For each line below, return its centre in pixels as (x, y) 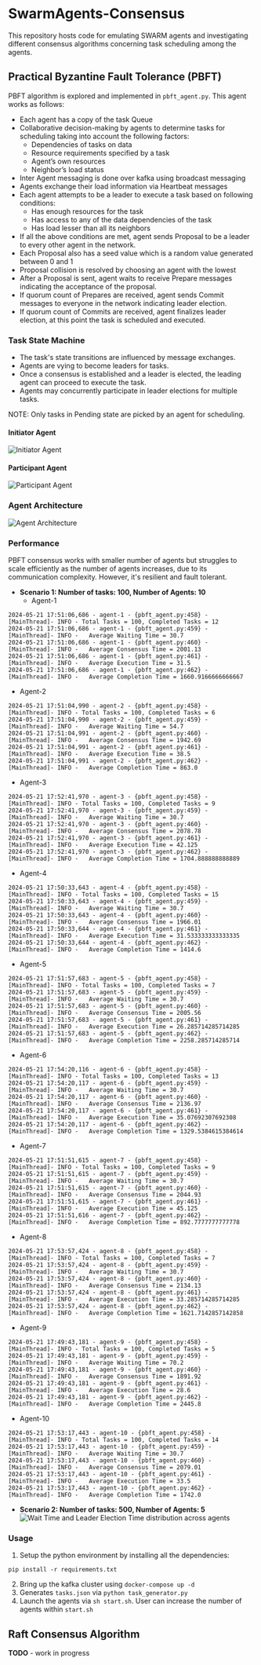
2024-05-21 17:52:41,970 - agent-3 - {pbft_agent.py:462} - (109, 852)
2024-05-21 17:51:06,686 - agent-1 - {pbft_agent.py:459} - (109, 629)
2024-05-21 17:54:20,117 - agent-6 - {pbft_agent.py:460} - (109, 1097)
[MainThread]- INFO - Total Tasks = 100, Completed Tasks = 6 (112, 713)
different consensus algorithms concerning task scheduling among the (122, 43)
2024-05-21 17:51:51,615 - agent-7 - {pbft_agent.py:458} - (109, 1160)
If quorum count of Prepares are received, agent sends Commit (122, 295)
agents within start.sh (56, 1609)
